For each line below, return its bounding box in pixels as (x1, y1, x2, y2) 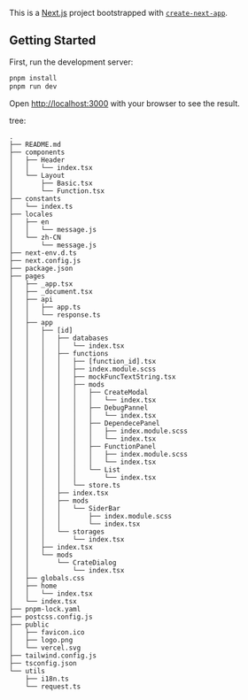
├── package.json (9, 264, 74, 273)
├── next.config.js (9, 256, 81, 265)
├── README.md (9, 140, 62, 149)
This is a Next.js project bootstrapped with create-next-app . (9, 8, 229, 18)
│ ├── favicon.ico (9, 627, 86, 636)
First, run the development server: (9, 57, 134, 67)
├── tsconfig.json (9, 658, 77, 667)
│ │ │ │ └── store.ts (9, 481, 121, 489)
